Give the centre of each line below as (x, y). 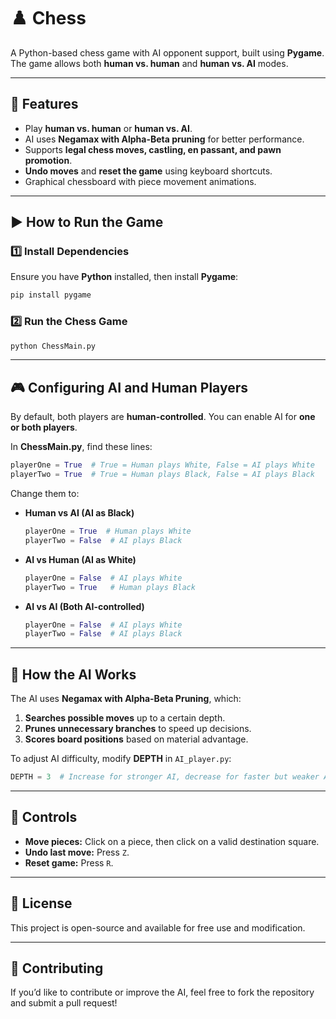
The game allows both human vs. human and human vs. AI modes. (149, 63)
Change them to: (45, 494)
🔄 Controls (44, 817)
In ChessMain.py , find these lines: (81, 447)
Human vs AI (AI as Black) (79, 513)
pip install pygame (51, 295)
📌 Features (44, 104)
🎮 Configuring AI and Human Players (129, 387)
